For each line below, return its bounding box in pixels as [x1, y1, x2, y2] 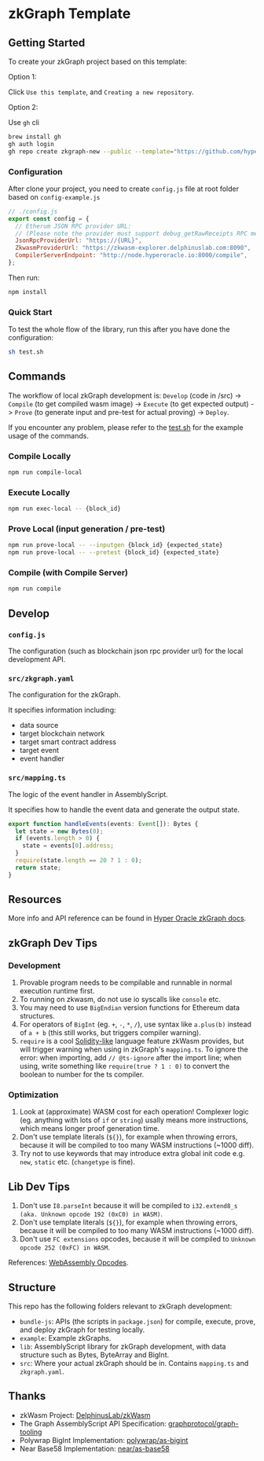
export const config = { [8, 215, 90, 222]
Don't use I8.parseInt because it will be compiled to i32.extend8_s [19, 1201, 238, 1210]
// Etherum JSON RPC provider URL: [15, 222, 132, 230]
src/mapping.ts [8, 773, 67, 783]
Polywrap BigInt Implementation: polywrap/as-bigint [19, 1435, 189, 1444]
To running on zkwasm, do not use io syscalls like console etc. [19, 995, 222, 1004]
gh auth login [8, 140, 55, 148]
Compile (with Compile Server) [8, 567, 128, 578]
